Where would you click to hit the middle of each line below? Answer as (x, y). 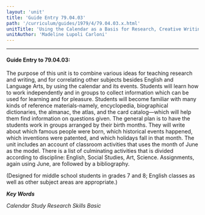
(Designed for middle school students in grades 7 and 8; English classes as (101, 176)
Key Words (20, 194)
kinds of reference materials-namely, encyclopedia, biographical (88, 106)
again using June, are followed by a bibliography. (68, 164)
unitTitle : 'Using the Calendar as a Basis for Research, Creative (94, 29)
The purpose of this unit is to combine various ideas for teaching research (99, 73)
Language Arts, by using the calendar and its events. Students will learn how (103, 86)
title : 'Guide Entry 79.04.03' (46, 18)
